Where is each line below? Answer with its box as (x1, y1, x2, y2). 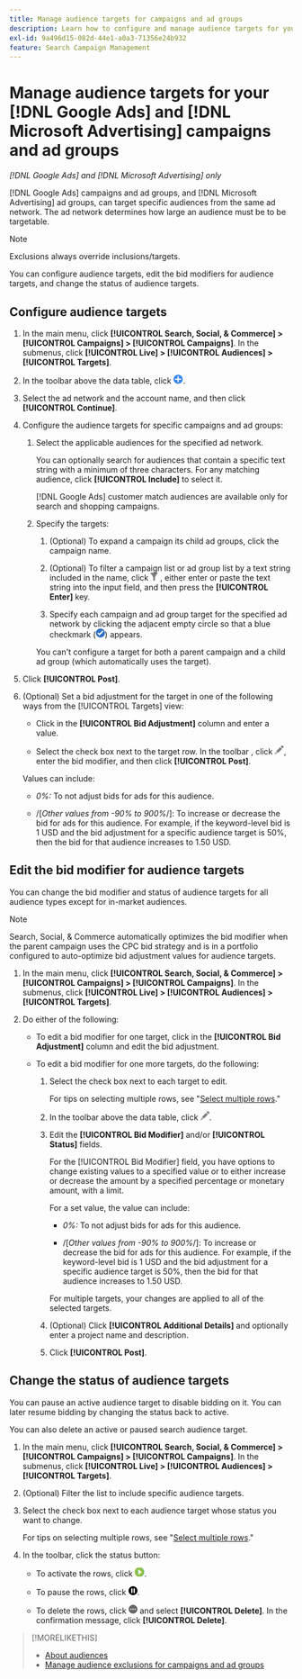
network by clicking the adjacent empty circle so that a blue (49, 618, 271, 629)
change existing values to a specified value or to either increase (49, 1166, 286, 1177)
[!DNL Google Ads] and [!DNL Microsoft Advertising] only (9, 170, 222, 181)
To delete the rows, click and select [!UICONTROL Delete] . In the (35, 1605, 288, 1616)
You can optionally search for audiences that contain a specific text (35, 455, 286, 465)
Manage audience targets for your (9, 83, 270, 104)
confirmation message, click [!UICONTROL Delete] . (35, 1614, 227, 1625)
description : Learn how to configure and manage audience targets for (9, 23, 280, 33)
